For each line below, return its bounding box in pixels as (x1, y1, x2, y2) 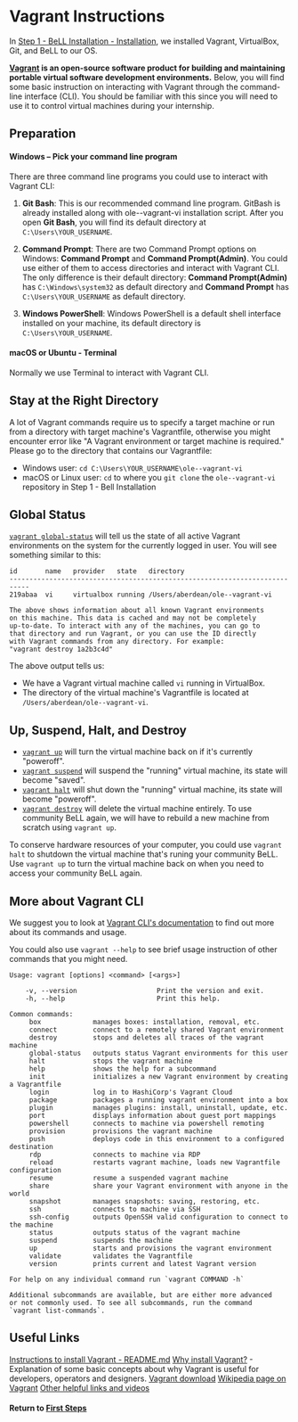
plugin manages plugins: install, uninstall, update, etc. (28, 1103, 289, 1112)
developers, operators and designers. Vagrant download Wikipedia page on (9, 1373, 286, 1384)
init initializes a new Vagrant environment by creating (28, 1072, 289, 1081)
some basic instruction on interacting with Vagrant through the (9, 81, 238, 92)
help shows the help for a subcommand (28, 1064, 217, 1073)
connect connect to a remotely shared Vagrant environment (28, 1025, 285, 1034)
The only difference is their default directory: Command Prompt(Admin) (21, 272, 287, 283)
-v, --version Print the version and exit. (25, 986, 265, 995)
